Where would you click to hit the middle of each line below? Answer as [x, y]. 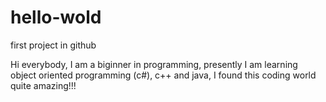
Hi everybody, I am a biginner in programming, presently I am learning [154, 64]
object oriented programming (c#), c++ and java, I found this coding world [163, 75]
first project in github [53, 45]
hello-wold [56, 17]
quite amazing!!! [43, 85]
